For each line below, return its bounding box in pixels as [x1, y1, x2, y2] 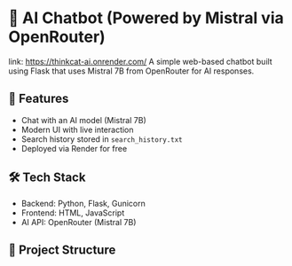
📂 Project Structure [8, 242, 116, 257]
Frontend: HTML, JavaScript [20, 207, 125, 218]
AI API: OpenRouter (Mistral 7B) [20, 216, 137, 227]
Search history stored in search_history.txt [20, 133, 183, 145]
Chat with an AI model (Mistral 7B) [20, 114, 147, 125]
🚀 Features [8, 91, 69, 106]
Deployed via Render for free [20, 143, 128, 153]
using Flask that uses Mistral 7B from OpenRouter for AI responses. [8, 66, 255, 76]
